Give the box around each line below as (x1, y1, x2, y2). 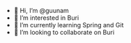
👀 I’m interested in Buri (13, 14, 79, 22)
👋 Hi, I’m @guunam (13, 7, 70, 14)
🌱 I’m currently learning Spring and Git (13, 21, 124, 29)
